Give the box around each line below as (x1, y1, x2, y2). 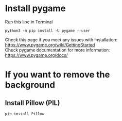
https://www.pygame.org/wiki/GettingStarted (5, 42, 95, 47)
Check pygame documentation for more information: (5, 47, 110, 53)
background (5, 79, 55, 91)
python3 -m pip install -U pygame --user (5, 28, 90, 33)
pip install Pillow (5, 111, 45, 116)
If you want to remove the (5, 69, 110, 80)
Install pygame (5, 3, 66, 14)
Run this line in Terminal (5, 19, 53, 25)
